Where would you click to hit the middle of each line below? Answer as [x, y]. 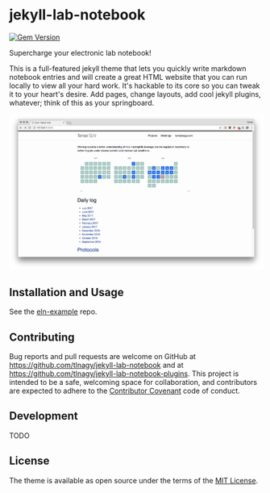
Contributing [42, 337]
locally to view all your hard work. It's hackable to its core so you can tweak [135, 86]
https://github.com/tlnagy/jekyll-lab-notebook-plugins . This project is [124, 374]
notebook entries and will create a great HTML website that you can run [129, 77]
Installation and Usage [66, 292]
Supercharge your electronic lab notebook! [80, 52]
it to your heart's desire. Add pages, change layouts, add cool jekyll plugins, [135, 94]
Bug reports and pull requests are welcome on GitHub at [103, 356]
